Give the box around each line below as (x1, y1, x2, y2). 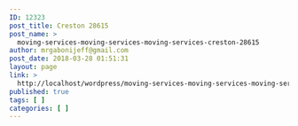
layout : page (9, 63, 58, 72)
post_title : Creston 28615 (9, 21, 109, 30)
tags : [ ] (9, 95, 46, 105)
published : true (9, 87, 69, 96)
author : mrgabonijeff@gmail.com (9, 46, 129, 55)
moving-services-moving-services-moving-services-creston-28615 (17, 37, 260, 47)
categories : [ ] (9, 104, 69, 113)
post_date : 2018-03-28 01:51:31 (9, 54, 129, 63)
